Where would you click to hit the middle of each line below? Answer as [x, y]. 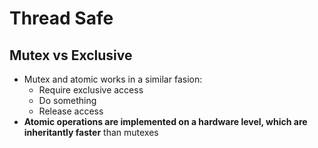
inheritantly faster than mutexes [91, 132]
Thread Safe [61, 18]
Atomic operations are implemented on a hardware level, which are [165, 121]
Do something [67, 100]
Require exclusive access [91, 90]
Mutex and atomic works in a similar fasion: [113, 79]
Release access [71, 111]
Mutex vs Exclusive [71, 55]
